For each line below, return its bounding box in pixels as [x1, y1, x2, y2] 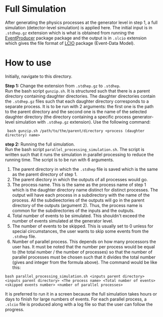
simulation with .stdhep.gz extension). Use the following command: [15, 119, 151, 125]
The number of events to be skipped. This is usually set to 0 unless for [12, 223, 154, 229]
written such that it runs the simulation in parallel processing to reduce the [5, 151, 154, 157]
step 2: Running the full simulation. [5, 141, 75, 147]
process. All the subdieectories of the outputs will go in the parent [12, 197, 145, 203]
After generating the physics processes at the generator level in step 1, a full [5, 19, 158, 25]
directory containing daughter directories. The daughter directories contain [5, 93, 156, 99]
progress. [5, 306, 24, 312]
